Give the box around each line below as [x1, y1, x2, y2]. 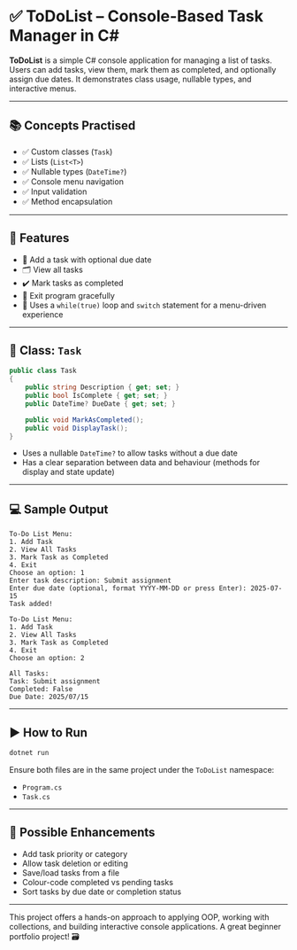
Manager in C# [9, 26, 119, 46]
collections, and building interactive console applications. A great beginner [9, 921, 281, 931]
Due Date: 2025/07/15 [9, 693, 89, 702]
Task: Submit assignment [9, 677, 101, 686]
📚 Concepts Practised [9, 118, 136, 134]
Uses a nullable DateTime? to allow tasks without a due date [21, 448, 239, 458]
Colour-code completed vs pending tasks [21, 876, 174, 887]
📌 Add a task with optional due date [21, 254, 152, 265]
